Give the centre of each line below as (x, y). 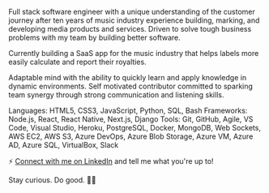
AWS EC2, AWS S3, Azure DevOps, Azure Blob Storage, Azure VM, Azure (131, 136)
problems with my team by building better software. (94, 37)
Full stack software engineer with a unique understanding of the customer (132, 12)
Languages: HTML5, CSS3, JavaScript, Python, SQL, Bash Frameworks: (128, 110)
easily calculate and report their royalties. (78, 62)
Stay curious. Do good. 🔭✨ (52, 180)
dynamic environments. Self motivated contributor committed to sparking (131, 86)
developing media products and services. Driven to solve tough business (130, 29)
